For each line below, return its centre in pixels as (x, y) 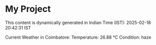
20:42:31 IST (18, 27)
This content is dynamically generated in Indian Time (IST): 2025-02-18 (78, 22)
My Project (28, 9)
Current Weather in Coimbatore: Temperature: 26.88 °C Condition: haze (78, 37)
